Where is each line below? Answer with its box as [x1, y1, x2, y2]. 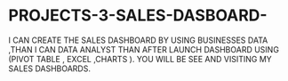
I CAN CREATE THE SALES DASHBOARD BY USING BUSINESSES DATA [8, 35, 268, 45]
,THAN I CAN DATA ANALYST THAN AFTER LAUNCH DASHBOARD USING [8, 44, 279, 54]
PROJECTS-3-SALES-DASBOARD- [8, 5, 268, 26]
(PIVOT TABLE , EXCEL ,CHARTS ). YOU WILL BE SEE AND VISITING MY [8, 53, 272, 64]
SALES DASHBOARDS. [8, 63, 91, 74]
